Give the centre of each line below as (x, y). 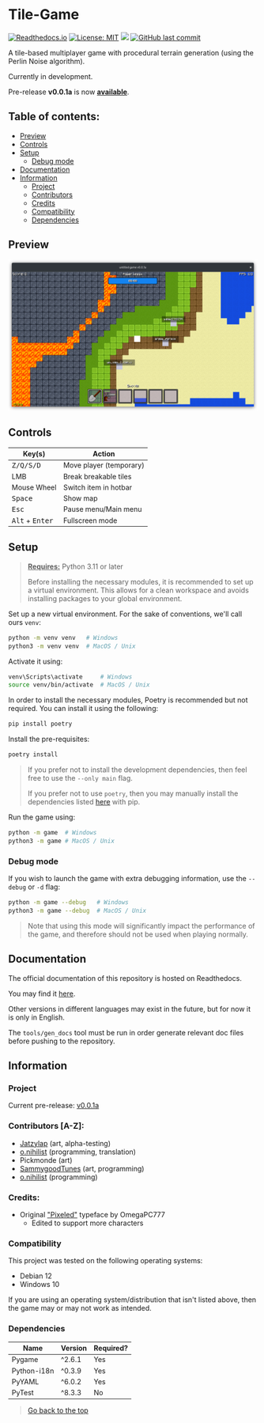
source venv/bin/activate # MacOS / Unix (79, 685)
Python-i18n (33, 1371)
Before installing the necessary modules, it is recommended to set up (140, 581)
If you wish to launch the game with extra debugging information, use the (127, 879)
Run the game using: (42, 817)
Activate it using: (36, 661)
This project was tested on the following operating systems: (106, 1261)
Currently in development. (51, 76)
